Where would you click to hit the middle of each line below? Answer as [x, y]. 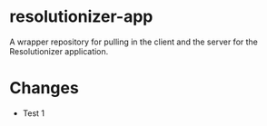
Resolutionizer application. [59, 51]
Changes [44, 88]
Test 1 [34, 113]
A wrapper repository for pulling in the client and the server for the [134, 42]
